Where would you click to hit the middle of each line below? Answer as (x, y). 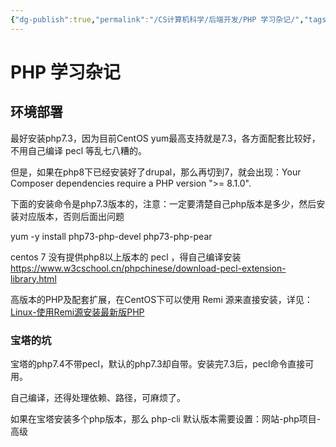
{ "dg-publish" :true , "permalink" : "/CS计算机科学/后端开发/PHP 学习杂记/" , (157, 19)
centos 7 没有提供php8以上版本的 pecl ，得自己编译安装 (126, 257)
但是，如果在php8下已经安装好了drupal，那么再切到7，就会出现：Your (156, 172)
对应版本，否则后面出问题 (71, 216)
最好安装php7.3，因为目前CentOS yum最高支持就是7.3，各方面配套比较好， (165, 138)
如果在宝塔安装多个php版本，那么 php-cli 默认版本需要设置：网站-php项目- (166, 418)
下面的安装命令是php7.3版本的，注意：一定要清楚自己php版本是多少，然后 (163, 203)
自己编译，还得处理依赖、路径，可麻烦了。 (98, 397)
